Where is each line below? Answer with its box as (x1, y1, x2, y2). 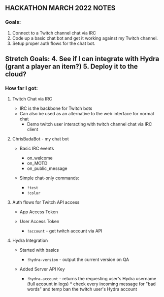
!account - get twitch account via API (27, 228, 102, 234)
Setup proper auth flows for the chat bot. (12, 40, 96, 46)
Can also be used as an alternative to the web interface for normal (19, 111, 154, 117)
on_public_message (27, 165, 67, 171)
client (27, 127, 38, 132)
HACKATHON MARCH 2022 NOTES (5, 4, 116, 12)
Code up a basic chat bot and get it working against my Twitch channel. (12, 35, 158, 41)
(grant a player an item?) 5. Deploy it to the (5, 63, 138, 71)
